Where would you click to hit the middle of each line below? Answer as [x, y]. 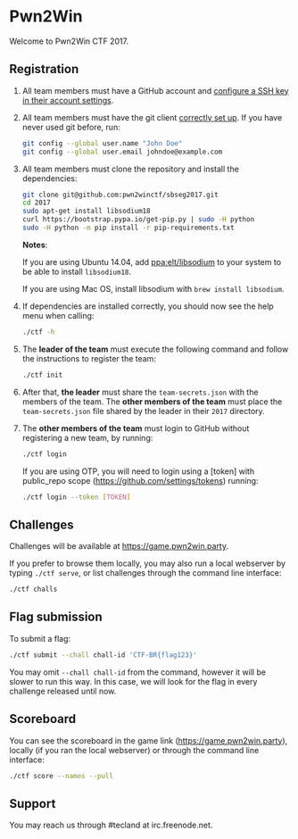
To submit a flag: [40, 638]
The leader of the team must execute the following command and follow [155, 349]
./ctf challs [33, 590]
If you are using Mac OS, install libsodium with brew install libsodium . [153, 288]
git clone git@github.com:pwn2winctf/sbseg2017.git [120, 195]
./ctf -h [38, 332]
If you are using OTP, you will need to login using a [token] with [138, 471]
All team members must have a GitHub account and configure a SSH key [155, 90]
